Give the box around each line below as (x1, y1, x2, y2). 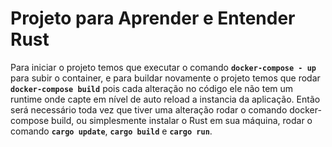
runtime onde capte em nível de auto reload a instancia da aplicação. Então (10, 93, 321, 105)
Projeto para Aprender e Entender (10, 7, 296, 30)
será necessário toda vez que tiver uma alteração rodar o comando (10, 103, 288, 116)
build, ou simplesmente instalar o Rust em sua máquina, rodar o (51, 114, 313, 126)
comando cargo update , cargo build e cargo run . (10, 125, 213, 137)
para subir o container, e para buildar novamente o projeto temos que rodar (10, 72, 321, 84)
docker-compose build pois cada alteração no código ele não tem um (10, 82, 294, 94)
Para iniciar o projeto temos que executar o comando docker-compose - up (10, 61, 317, 73)
